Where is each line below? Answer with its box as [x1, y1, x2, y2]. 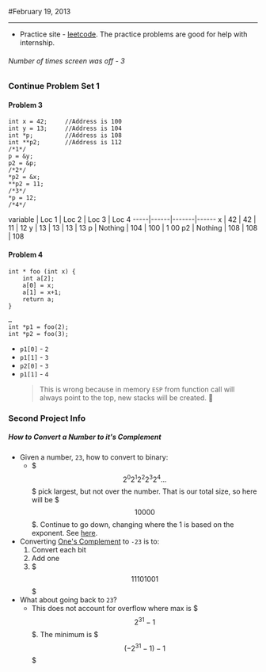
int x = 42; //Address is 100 [8, 118, 123, 126]
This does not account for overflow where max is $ [31, 604, 198, 613]
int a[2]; [22, 274, 55, 282]
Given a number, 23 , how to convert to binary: [19, 452, 169, 462]
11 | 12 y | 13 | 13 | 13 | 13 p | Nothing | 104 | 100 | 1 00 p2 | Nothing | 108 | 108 [8, 223, 258, 233]
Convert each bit [31, 545, 86, 555]
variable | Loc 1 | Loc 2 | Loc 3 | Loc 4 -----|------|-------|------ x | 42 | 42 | [8, 215, 256, 224]
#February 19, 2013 [8, 7, 71, 16]
